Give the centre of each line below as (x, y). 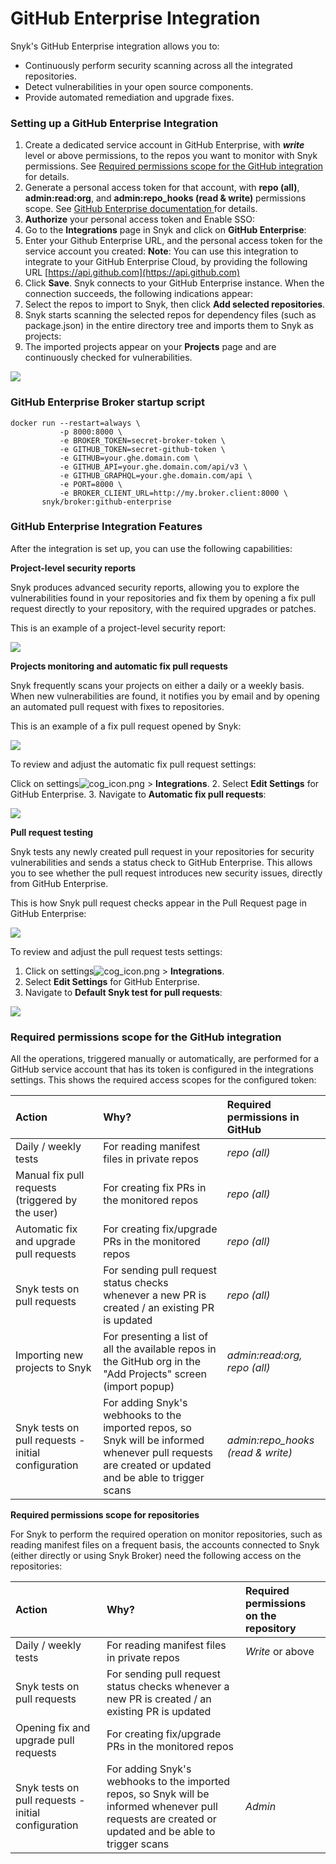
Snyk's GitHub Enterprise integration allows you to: (115, 46)
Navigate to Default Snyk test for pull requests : (123, 992)
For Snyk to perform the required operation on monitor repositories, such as (166, 1534)
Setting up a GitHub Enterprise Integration (114, 123)
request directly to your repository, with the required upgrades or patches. (163, 608)
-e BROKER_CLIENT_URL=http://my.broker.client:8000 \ (173, 493)
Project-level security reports (73, 568)
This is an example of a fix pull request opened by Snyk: (126, 726)
